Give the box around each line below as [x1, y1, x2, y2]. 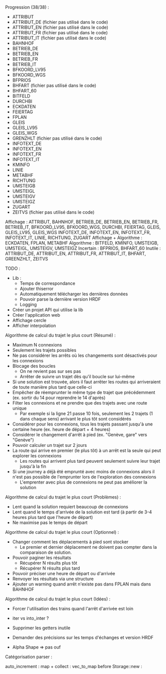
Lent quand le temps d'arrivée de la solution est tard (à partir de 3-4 [12, 509, 153, 515]
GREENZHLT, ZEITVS [5, 256, 48, 261]
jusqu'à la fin [19, 463, 46, 469]
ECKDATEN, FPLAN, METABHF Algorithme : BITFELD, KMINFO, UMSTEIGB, [5, 240, 159, 246]
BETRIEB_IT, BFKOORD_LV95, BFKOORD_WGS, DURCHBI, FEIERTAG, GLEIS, [5, 224, 161, 230]
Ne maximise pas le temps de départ [12, 519, 88, 525]
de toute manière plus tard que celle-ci [12, 384, 92, 390]
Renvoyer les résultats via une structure [12, 576, 94, 582]
